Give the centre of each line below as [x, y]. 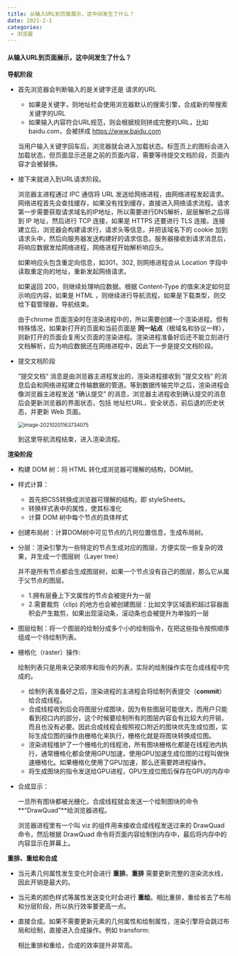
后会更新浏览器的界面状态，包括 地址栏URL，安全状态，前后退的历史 [118, 403]
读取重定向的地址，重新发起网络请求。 [74, 271]
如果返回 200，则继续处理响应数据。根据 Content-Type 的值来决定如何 [121, 287]
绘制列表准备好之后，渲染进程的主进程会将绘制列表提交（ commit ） [127, 691]
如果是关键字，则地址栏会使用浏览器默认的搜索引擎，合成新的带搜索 [128, 104]
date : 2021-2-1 [30, 21]
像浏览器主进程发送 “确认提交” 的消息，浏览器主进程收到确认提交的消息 [122, 394]
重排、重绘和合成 [32, 858]
